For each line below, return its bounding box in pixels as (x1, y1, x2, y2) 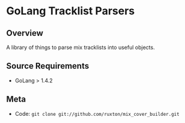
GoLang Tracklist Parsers (6, 4, 135, 18)
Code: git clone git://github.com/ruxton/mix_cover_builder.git (14, 110, 180, 117)
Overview (6, 28, 44, 38)
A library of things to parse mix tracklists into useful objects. (6, 44, 155, 51)
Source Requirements (6, 61, 89, 71)
